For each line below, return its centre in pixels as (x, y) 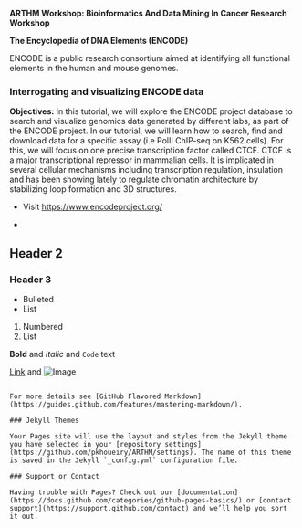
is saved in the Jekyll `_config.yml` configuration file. (124, 460)
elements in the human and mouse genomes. (94, 68)
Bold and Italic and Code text (62, 354)
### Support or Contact (55, 476)
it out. (24, 516)
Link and (26, 371)
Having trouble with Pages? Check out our (91, 492)
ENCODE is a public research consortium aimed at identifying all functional (150, 58)
